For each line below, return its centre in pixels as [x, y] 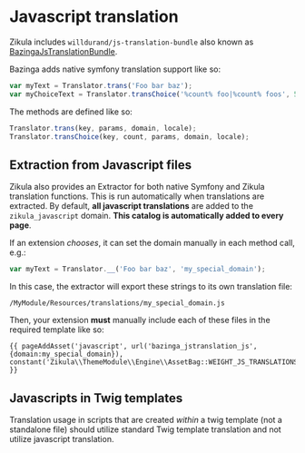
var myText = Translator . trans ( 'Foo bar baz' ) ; [101, 85]
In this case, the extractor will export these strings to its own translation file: [151, 287]
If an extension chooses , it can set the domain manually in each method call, [152, 243]
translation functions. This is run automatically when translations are [137, 196]
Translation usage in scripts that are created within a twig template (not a [146, 419]
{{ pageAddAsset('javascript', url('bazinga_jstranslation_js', [133, 347]
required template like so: [57, 330]
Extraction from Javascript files [101, 165]
